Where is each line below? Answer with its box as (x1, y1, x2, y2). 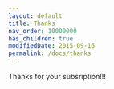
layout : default (8, 11, 63, 20)
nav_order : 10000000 (8, 27, 78, 35)
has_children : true (8, 34, 74, 43)
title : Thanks (8, 19, 56, 28)
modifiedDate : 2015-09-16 (8, 42, 95, 50)
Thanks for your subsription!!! (8, 72, 107, 81)
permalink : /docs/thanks (8, 49, 92, 57)
